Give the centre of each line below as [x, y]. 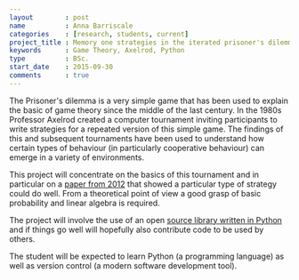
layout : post [49, 17]
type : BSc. [49, 59]
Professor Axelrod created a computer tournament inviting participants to [143, 119]
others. [22, 239]
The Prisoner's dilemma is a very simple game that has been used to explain [149, 100]
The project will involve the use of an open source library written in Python [146, 220]
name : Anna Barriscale [71, 26]
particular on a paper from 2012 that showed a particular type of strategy [143, 184]
